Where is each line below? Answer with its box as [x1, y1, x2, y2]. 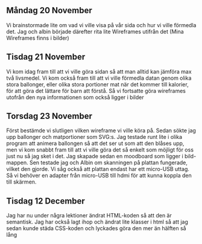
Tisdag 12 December [6, 196, 86, 206]
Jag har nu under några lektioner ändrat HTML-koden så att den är [6, 212, 172, 219]
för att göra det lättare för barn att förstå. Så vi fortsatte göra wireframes [6, 87, 186, 94]
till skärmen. [6, 178, 37, 185]
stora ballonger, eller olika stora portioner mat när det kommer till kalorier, [6, 80, 189, 88]
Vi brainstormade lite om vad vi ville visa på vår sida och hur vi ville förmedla [6, 21, 197, 28]
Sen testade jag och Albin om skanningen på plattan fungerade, [29, 159, 188, 166]
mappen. [6, 159, 28, 166]
